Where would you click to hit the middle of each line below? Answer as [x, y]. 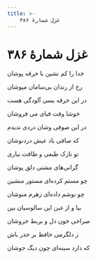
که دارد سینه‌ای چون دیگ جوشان [48, 248]
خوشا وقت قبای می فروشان [44, 114]
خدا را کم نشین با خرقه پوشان [46, 73]
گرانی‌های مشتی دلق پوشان [43, 168]
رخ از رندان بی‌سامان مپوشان [45, 87]
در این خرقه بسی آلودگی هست [47, 100]
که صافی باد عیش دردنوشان [43, 141]
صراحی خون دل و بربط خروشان [49, 221]
